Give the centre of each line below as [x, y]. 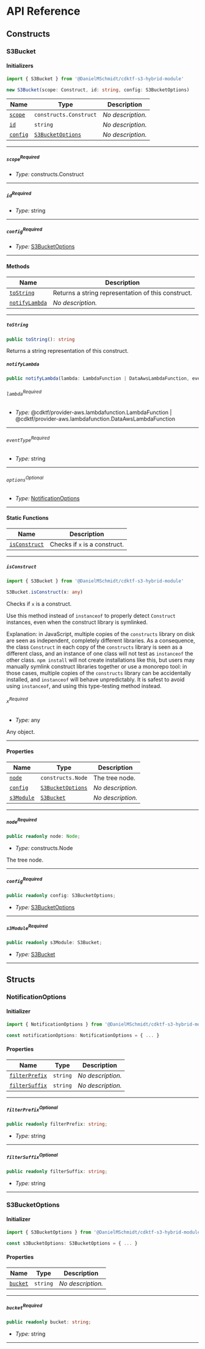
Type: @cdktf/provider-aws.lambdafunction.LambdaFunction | [93, 412]
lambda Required [24, 393]
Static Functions [27, 518]
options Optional [25, 479]
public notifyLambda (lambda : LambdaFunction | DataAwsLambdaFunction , [98, 379]
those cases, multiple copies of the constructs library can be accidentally [99, 673]
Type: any [28, 720]
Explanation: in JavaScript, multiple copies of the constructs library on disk [101, 634]
